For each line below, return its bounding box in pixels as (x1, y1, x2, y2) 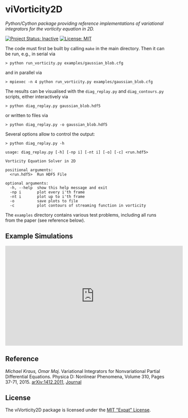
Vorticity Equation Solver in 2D (5, 158, 76, 163)
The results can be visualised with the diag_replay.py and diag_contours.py (5, 88, 164, 94)
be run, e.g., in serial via (5, 51, 56, 57)
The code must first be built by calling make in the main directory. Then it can (5, 45, 165, 51)
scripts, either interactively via (5, 93, 68, 99)
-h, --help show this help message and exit (10, 185, 108, 190)
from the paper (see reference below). (5, 217, 85, 223)
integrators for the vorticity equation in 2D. (5, 25, 95, 31)
